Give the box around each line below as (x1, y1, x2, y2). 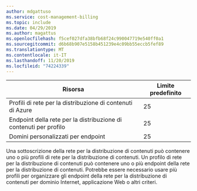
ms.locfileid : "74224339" (6, 63, 69, 69)
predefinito (150, 89, 182, 97)
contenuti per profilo (9, 123, 66, 131)
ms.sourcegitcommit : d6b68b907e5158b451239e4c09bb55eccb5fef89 (6, 42, 164, 47)
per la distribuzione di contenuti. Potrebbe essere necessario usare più (6, 166, 178, 173)
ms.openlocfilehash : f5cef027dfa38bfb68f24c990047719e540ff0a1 (6, 36, 164, 42)
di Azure (9, 106, 32, 114)
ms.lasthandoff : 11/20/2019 (6, 57, 75, 63)
